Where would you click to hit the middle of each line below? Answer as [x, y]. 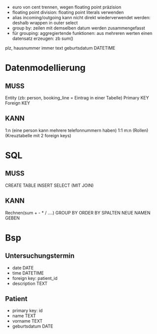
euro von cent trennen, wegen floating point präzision [67, 7]
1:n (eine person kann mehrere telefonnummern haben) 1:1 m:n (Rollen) [77, 130]
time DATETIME [28, 273]
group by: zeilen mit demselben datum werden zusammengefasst [78, 28]
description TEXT [30, 283]
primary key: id [27, 311]
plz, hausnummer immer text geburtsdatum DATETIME [60, 48]
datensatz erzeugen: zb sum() [43, 38]
